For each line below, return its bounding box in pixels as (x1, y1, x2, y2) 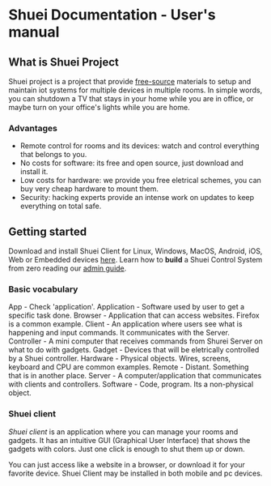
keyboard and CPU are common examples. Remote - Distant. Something (8, 362, 249, 372)
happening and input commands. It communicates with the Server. (8, 328, 231, 338)
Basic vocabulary (8, 283, 78, 295)
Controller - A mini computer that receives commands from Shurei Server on (8, 336, 263, 346)
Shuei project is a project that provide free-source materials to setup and (8, 77, 252, 86)
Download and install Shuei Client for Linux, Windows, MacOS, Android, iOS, (8, 246, 263, 256)
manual (8, 23, 60, 41)
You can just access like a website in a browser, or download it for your (8, 459, 245, 469)
